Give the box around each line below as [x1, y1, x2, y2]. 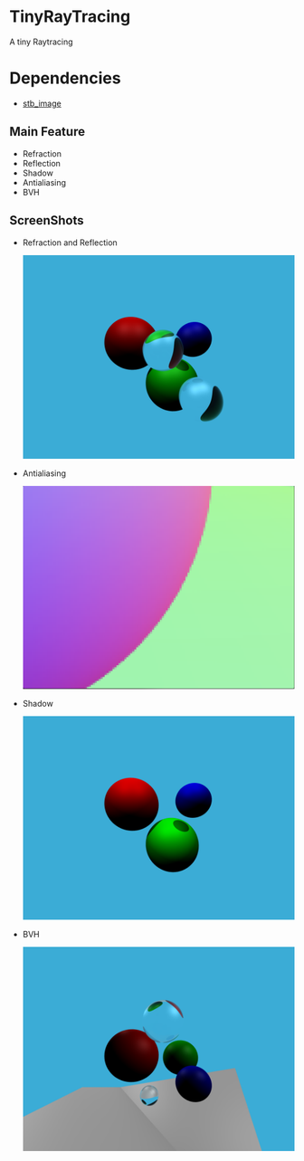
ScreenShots [9, 213, 84, 228]
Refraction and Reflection [22, 237, 118, 248]
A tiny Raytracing [9, 36, 74, 47]
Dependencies [9, 68, 121, 89]
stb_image [22, 98, 62, 109]
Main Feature [9, 124, 86, 139]
